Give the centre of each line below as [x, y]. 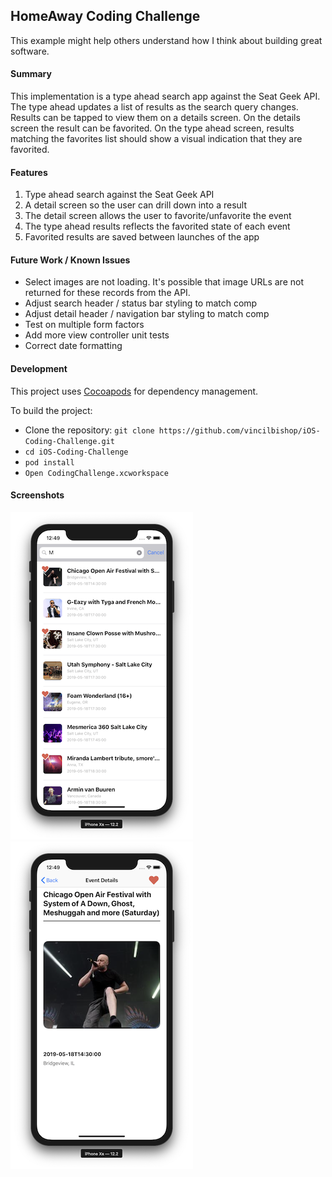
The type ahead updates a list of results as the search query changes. [154, 107]
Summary [31, 74]
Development [39, 369]
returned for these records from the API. [107, 293]
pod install [49, 462]
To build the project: [51, 410]
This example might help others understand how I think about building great [166, 40]
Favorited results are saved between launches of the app [142, 237]
